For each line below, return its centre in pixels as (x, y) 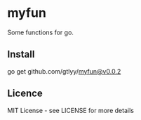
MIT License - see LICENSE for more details (71, 110)
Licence (25, 94)
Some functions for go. (40, 32)
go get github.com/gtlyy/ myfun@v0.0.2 (64, 71)
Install (21, 54)
